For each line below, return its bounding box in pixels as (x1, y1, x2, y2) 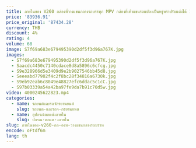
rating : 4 (6, 36, 30, 41)
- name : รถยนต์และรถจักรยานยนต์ (11, 100, 74, 107)
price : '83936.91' (6, 14, 51, 20)
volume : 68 (6, 41, 33, 47)
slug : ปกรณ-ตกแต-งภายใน (16, 117, 69, 123)
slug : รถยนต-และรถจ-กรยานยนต (16, 106, 79, 112)
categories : (6, 95, 35, 101)
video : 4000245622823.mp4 (6, 90, 69, 96)
